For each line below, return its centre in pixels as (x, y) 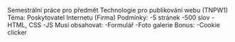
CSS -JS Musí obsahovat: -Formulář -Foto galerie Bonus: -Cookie (124, 25)
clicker (17, 32)
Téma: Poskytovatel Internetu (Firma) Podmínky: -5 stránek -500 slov (109, 17)
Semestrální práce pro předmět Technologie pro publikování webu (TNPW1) (118, 10)
